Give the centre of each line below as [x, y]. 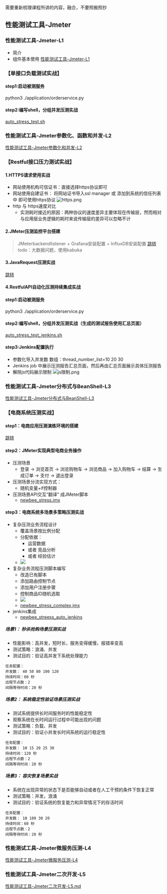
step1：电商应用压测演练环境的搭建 [42, 425]
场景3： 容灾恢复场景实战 [32, 776]
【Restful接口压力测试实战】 [40, 162]
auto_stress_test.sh [25, 122]
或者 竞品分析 [42, 549]
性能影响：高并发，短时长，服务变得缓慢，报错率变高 [68, 643]
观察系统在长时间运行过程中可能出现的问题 [57, 719]
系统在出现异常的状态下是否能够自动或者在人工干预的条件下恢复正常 [83, 790]
